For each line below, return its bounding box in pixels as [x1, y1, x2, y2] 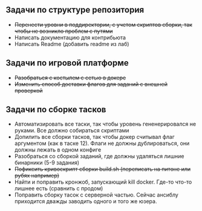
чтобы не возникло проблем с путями [14, 27, 113, 35]
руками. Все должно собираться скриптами [14, 127, 129, 134]
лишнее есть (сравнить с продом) [14, 185, 103, 192]
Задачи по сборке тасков [5, 104, 106, 115]
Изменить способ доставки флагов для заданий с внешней [14, 80, 168, 87]
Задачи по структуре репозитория [5, 5, 145, 15]
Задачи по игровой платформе [5, 58, 129, 69]
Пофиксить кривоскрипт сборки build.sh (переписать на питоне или [14, 166, 191, 173]
